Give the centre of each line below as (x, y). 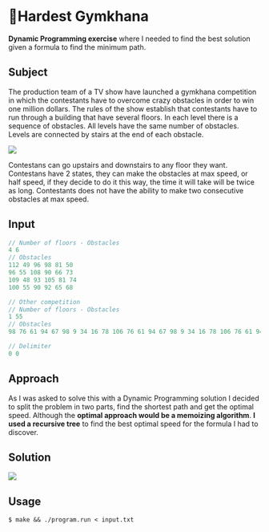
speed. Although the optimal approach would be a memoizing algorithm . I (132, 415)
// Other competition (44, 302)
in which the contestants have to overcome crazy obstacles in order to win (131, 100)
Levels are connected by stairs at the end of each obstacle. (106, 134)
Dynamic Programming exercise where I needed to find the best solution (129, 39)
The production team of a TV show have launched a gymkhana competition (132, 91)
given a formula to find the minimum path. (77, 47)
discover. (23, 432)
